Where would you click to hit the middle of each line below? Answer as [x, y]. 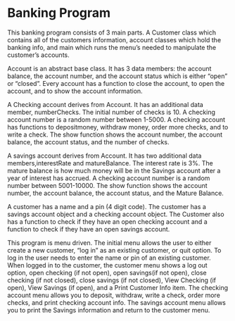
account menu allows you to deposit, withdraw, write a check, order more [114, 295]
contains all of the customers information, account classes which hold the [114, 39]
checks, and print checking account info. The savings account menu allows [117, 302]
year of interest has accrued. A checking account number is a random [109, 178]
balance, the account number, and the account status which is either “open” [118, 76]
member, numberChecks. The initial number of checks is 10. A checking [112, 112]
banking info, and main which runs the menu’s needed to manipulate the [112, 47]
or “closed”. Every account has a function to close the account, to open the [116, 83]
